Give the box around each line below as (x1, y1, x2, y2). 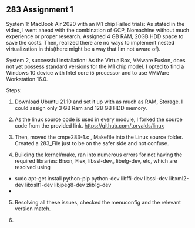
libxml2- (169, 175, 189, 182)
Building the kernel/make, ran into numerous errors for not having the (14, 151, 183, 158)
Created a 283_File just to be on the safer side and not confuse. (14, 139, 169, 146)
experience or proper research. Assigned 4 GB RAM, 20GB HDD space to (6, 32, 184, 40)
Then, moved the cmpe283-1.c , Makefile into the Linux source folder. (14, 133, 183, 140)
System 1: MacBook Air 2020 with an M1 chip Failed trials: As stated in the (6, 20, 185, 27)
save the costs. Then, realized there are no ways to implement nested (6, 39, 175, 46)
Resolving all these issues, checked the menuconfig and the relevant (14, 199, 181, 206)
